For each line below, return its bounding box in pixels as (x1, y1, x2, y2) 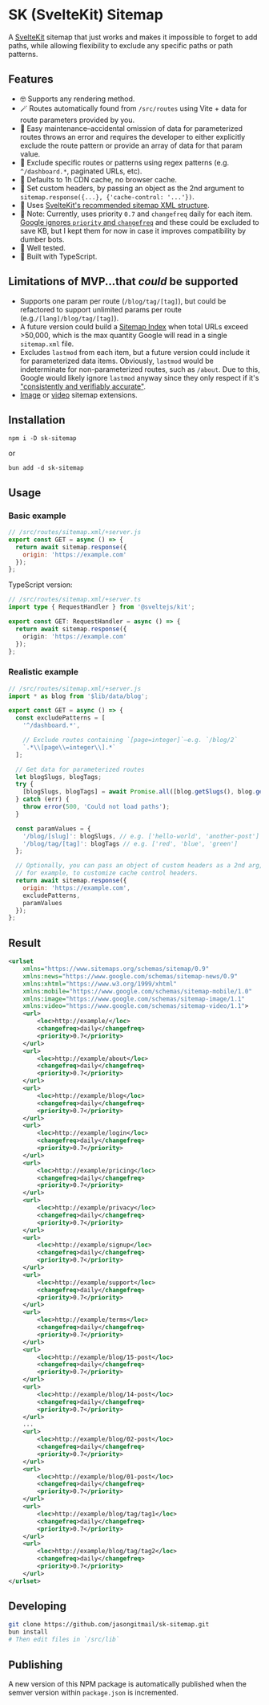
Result (8, 936, 42, 949)
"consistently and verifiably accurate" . (19, 381, 147, 391)
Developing (8, 1600, 66, 1613)
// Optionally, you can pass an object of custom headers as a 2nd (15, 862, 246, 870)
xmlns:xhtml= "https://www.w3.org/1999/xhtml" (22, 980, 178, 988)
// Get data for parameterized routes (15, 765, 146, 773)
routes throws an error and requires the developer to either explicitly (19, 132, 246, 141)
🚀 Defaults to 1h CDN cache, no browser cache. (19, 174, 178, 184)
